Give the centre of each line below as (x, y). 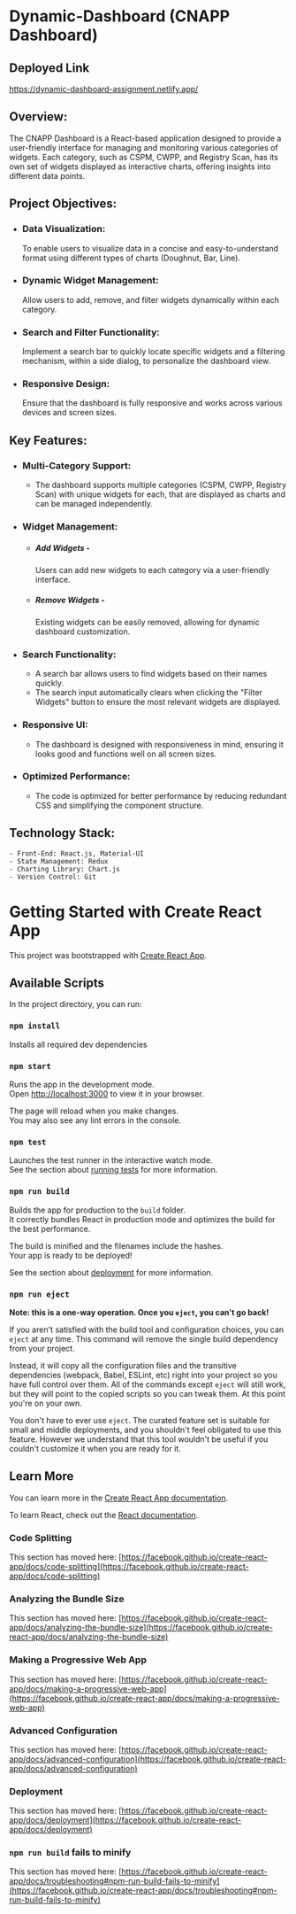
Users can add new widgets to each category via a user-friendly (152, 570)
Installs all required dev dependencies (78, 1044)
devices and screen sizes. (69, 413)
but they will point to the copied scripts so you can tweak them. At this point (147, 1393)
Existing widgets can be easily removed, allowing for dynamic (148, 622)
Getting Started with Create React (136, 912)
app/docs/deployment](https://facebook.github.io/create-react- (125, 1820)
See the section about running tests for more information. (114, 1170)
